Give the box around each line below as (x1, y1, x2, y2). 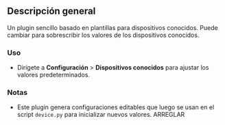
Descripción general (7, 5, 96, 17)
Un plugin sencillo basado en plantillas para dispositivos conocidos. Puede (7, 23, 218, 31)
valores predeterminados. (16, 71, 91, 79)
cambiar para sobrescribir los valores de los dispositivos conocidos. (7, 31, 200, 39)
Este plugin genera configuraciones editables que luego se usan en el (16, 103, 215, 111)
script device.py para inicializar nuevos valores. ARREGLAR (16, 111, 185, 119)
